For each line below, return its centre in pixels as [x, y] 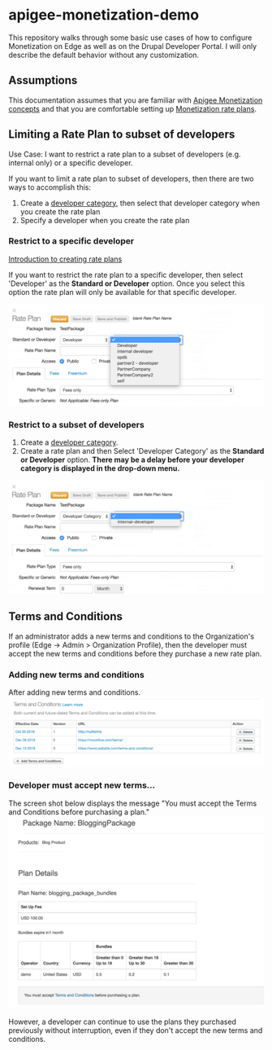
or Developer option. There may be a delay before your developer [132, 459]
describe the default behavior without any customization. [104, 55]
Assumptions [43, 80]
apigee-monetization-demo [104, 15]
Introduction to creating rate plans [65, 259]
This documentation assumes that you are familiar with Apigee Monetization [136, 100]
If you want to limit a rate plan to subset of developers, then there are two [131, 178]
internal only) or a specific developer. [71, 163]
